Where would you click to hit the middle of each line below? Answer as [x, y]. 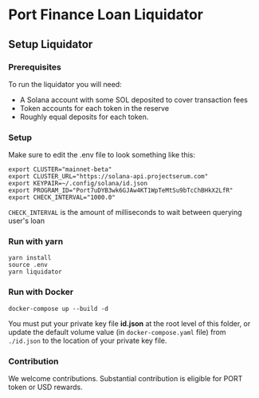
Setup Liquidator [51, 44]
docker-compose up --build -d [59, 308]
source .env [28, 265]
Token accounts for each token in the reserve [94, 108]
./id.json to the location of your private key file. [88, 340]
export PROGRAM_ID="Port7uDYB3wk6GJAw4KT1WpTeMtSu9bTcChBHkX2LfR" [121, 191]
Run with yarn [36, 241]
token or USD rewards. [45, 387]
